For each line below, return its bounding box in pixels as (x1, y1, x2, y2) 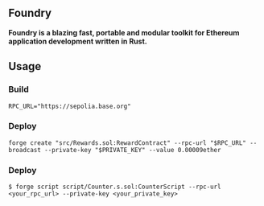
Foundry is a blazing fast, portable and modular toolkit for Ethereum (8, 27, 240, 37)
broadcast (8, 146, 42, 154)
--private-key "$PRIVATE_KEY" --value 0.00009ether (43, 146, 221, 154)
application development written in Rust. (8, 36, 147, 46)
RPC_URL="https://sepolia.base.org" (8, 102, 131, 110)
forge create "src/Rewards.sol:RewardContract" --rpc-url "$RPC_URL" (8, 138, 247, 147)
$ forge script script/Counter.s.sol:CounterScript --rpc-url (8, 183, 221, 192)
